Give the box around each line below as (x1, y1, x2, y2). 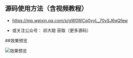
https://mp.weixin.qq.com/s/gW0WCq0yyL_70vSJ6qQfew (12, 17, 128, 23)
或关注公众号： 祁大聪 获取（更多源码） (12, 27, 91, 33)
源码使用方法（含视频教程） (5, 4, 88, 13)
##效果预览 (5, 37, 28, 43)
